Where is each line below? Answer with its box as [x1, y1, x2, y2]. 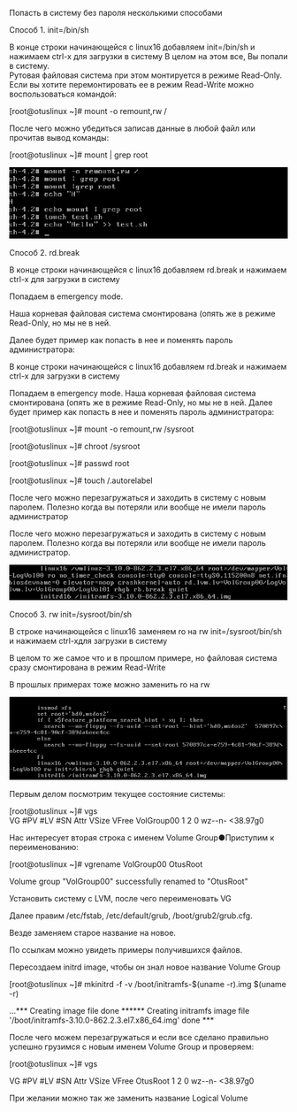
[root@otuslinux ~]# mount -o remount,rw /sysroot [9, 424, 194, 434]
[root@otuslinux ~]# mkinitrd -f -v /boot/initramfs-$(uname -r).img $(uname [9, 979, 287, 990]
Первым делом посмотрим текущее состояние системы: [9, 789, 225, 800]
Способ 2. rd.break [9, 247, 80, 257]
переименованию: [9, 842, 80, 853]
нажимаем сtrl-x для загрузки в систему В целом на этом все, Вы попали [9, 51, 288, 61]
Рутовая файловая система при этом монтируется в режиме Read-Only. [9, 70, 283, 81]
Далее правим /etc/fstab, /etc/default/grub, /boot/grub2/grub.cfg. [9, 910, 254, 921]
